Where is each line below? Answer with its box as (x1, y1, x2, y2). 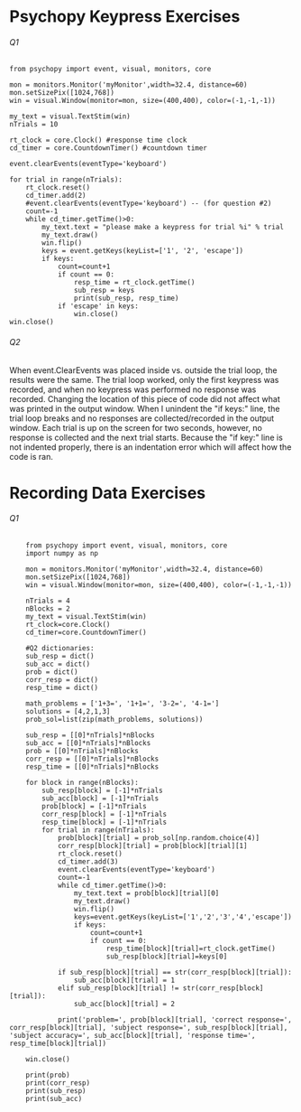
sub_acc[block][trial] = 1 (73, 976, 176, 985)
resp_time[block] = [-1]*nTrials (41, 818, 168, 827)
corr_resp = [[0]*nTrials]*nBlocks (25, 754, 160, 763)
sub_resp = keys (73, 286, 135, 295)
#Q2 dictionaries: (25, 643, 95, 652)
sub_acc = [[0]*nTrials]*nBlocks (25, 738, 151, 747)
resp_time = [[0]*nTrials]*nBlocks (25, 762, 160, 771)
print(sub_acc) (25, 1094, 83, 1103)
